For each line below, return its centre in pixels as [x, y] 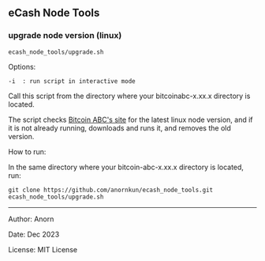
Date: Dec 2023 [34, 234]
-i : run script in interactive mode [72, 81]
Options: [22, 66]
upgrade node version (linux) [65, 36]
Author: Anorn [31, 219]
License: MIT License [43, 249]
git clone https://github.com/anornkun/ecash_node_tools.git [111, 190]
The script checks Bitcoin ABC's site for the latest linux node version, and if [131, 119]
